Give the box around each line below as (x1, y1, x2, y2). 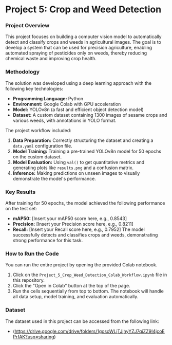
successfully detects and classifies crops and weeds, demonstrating (12, 232, 158, 238)
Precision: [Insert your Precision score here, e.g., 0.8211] (12, 221, 133, 227)
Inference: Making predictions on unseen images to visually (12, 170, 140, 176)
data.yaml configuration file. (12, 142, 73, 149)
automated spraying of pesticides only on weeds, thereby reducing (5, 50, 147, 56)
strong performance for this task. (12, 238, 83, 244)
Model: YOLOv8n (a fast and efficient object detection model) (12, 106, 144, 113)
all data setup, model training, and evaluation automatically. (12, 294, 139, 300)
